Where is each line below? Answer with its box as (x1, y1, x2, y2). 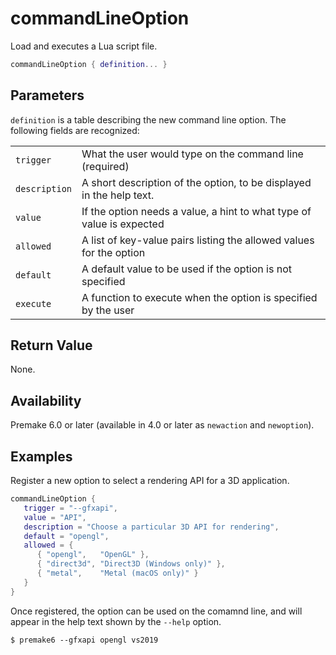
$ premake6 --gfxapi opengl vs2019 (10, 635, 159, 645)
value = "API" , (23, 512, 87, 522)
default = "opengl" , (23, 531, 110, 541)
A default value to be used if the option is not (81, 262, 292, 276)
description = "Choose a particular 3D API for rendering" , (23, 522, 280, 532)
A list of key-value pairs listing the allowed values (81, 233, 315, 247)
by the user (81, 303, 135, 317)
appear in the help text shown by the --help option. (10, 615, 222, 627)
